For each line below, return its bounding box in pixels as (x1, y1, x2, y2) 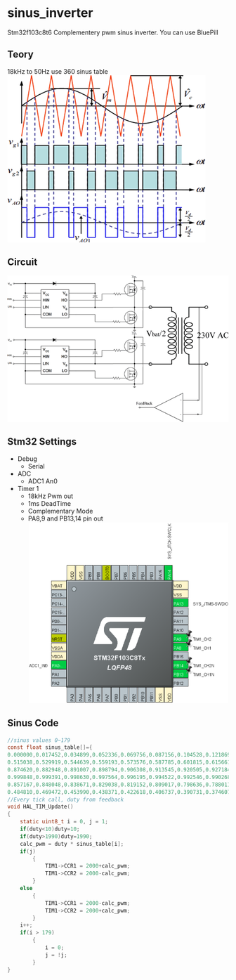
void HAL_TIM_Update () (7, 803, 74, 811)
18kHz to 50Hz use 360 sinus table (7, 67, 109, 75)
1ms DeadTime (27, 499, 72, 507)
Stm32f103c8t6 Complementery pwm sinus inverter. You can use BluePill (7, 28, 219, 37)
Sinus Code (7, 717, 59, 729)
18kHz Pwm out (27, 492, 74, 500)
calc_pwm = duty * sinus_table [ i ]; (20, 840, 124, 847)
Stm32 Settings (7, 436, 77, 447)
